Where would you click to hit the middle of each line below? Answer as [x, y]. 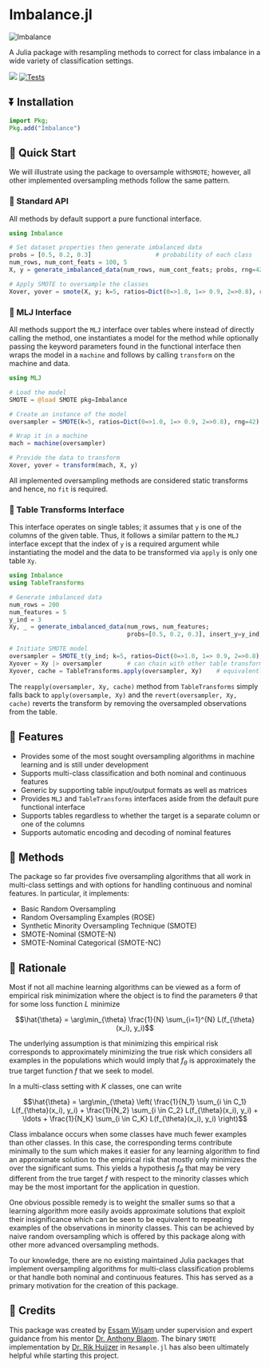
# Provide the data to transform [65, 458]
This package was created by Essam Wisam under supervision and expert [131, 1330]
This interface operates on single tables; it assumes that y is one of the [125, 527]
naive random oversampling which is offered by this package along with [127, 1236]
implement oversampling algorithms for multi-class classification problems [132, 1268]
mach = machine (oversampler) [57, 444]
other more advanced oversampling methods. [84, 1244]
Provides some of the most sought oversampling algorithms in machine [137, 756]
